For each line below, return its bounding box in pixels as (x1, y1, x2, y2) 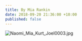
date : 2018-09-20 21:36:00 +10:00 (5, 12, 77, 17)
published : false (5, 16, 41, 21)
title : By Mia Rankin (5, 7, 50, 12)
